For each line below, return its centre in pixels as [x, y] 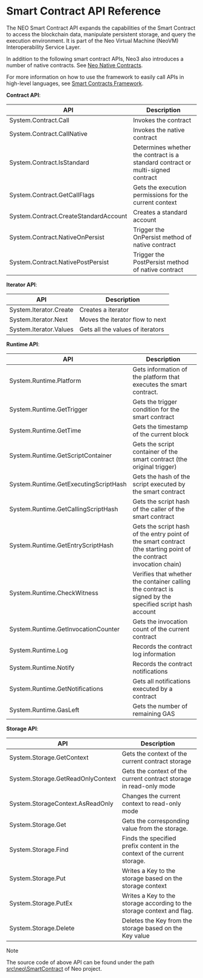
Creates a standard [160, 212]
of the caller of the [159, 509]
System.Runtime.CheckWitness [54, 593]
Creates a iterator [104, 309]
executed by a [153, 689]
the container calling [162, 581]
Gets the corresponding [156, 821]
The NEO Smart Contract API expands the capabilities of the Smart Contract [101, 28]
